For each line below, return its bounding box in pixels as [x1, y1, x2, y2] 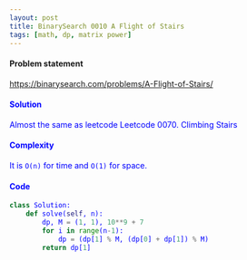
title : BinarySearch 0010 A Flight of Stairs [9, 22, 184, 31]
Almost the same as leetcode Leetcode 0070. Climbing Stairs [9, 119, 238, 130]
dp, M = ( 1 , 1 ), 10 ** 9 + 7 [42, 217, 144, 226]
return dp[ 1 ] [42, 243, 92, 252]
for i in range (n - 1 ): [42, 226, 124, 236]
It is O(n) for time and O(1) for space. [9, 159, 148, 170]
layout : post [9, 13, 59, 23]
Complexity [9, 140, 54, 150]
